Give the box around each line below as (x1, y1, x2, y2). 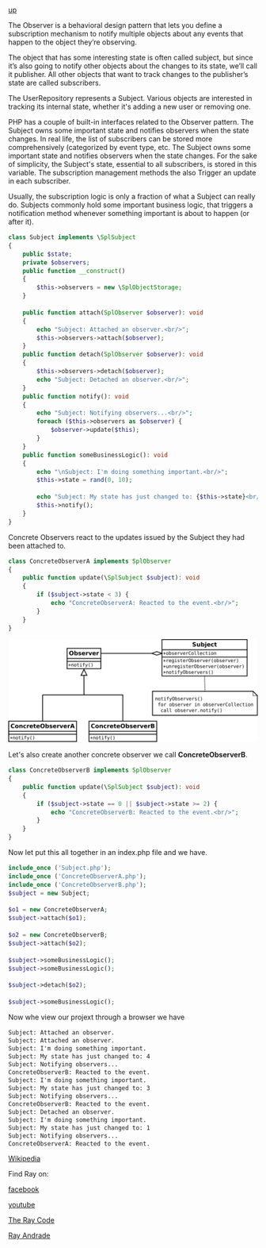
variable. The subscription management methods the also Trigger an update (8, 168, 256, 177)
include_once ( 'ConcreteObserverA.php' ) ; (8, 872, 147, 880)
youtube (8, 1200, 36, 1209)
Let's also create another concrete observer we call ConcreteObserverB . (8, 750, 248, 760)
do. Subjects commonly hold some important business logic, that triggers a (8, 200, 253, 210)
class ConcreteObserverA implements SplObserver (8, 557, 172, 565)
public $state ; (22, 250, 73, 258)
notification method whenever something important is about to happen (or (8, 209, 250, 218)
